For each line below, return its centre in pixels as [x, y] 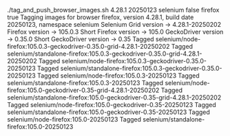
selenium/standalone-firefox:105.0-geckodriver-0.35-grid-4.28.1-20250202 [114, 98]
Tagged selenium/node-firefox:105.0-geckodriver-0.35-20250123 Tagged [112, 105]
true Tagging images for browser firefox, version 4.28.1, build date [101, 17]
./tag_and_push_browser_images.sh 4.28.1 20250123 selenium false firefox [113, 10]
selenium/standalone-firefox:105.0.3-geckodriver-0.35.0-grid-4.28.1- [105, 54]
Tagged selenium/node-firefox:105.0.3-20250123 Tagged [118, 76]
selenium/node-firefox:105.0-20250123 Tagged [74, 119]
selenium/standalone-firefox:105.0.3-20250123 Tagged [85, 83]
